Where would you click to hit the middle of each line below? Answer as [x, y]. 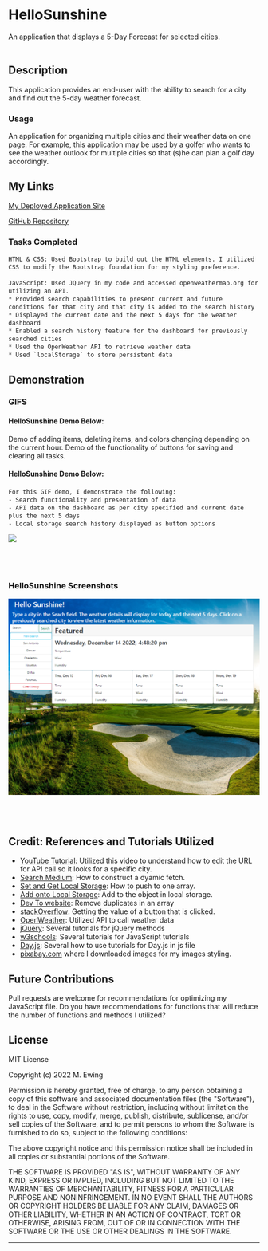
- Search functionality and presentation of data [93, 500]
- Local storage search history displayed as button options [112, 524]
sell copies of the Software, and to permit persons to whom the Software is [132, 1124]
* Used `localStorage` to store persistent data [91, 355]
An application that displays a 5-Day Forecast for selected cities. [114, 37]
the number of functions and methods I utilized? [87, 1015]
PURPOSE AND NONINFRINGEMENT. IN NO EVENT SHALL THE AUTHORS [131, 1197]
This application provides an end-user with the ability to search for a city [128, 89]
